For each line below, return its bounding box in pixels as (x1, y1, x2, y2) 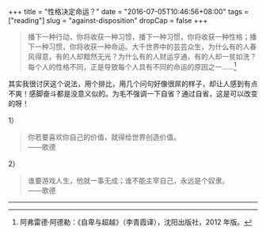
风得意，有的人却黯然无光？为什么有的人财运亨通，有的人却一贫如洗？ (27, 52, 257, 61)
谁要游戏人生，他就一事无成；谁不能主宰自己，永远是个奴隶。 (27, 175, 230, 185)
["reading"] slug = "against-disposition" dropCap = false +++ (8, 16, 208, 25)
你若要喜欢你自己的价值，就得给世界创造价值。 (27, 132, 180, 142)
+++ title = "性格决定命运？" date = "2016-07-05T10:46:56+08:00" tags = (8, 7, 249, 16)
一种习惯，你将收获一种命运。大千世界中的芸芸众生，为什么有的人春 (34, 42, 257, 51)
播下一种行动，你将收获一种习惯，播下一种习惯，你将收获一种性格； (27, 32, 250, 41)
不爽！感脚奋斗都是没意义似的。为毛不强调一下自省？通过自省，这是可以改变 (8, 89, 258, 98)
